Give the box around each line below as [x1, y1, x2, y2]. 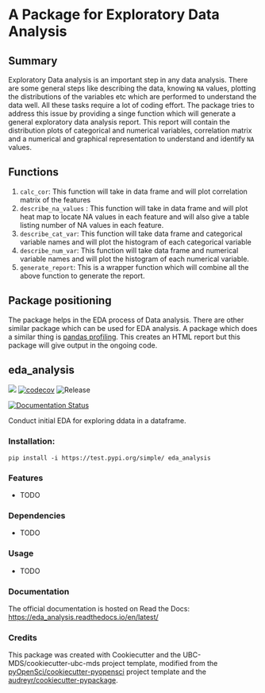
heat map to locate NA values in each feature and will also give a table [19, 212, 250, 221]
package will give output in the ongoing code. [8, 340, 158, 350]
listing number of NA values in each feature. [19, 220, 164, 229]
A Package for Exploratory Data [8, 6, 220, 24]
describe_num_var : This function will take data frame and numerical [19, 245, 239, 255]
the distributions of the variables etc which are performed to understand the [8, 92, 257, 101]
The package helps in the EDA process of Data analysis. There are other [8, 315, 244, 325]
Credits [8, 632, 37, 643]
